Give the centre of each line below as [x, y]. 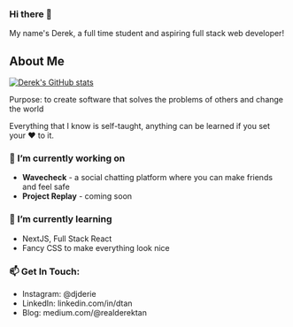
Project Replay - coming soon [77, 196]
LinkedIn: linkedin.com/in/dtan [77, 303]
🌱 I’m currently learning [61, 219]
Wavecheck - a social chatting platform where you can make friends [147, 178]
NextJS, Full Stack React [67, 239]
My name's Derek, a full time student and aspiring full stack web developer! [147, 34]
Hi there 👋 [31, 14]
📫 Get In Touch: [45, 271]
